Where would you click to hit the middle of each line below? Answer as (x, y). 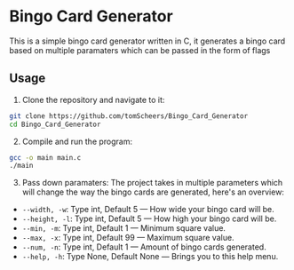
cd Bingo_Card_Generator (55, 124)
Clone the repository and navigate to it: (93, 99)
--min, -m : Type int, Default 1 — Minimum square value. (124, 228)
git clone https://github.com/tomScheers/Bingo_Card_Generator (129, 116)
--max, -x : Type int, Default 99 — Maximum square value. (128, 238)
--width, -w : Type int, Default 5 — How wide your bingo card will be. (148, 210)
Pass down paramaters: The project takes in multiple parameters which (152, 183)
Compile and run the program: (77, 141)
